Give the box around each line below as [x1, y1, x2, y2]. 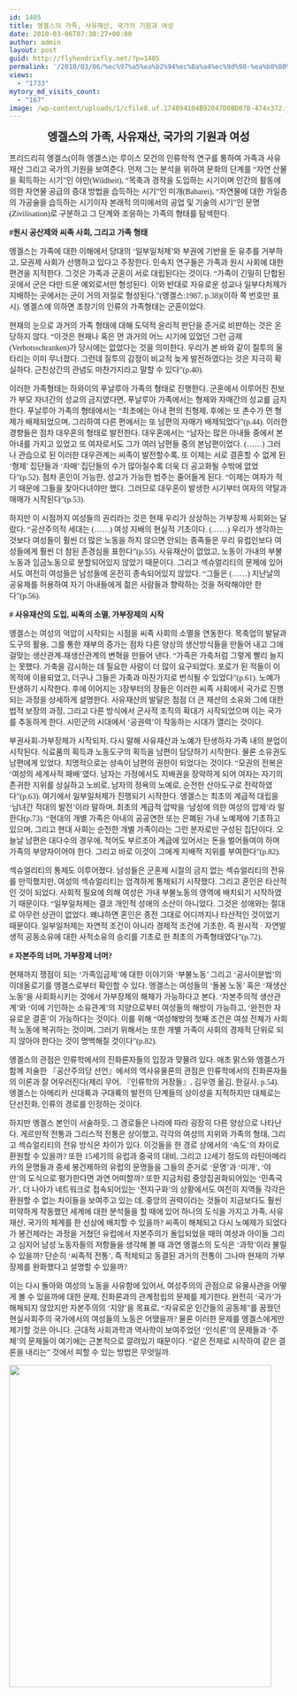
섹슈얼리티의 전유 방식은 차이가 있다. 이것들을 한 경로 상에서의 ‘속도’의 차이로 [18, 1140, 280, 1150]
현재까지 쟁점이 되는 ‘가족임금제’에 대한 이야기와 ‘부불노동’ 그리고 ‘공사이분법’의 [9, 970, 282, 980]
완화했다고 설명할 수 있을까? [32, 1263, 128, 1272]
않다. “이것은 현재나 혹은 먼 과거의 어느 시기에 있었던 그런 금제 [32, 332, 243, 342]
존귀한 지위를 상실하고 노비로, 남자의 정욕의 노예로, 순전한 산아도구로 [9, 781, 243, 790]
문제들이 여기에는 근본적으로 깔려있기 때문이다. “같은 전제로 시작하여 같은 [27, 1337, 277, 1347]
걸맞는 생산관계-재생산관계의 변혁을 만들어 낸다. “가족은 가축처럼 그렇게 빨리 [9, 651, 268, 661]
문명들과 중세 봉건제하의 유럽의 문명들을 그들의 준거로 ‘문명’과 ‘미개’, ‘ [25, 1163, 265, 1172]
